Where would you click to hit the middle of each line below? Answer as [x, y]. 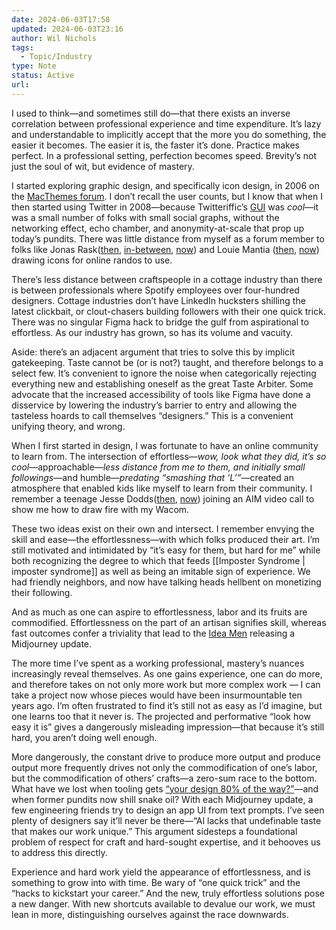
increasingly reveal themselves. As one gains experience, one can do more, [167, 673]
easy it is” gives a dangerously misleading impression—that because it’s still [168, 727]
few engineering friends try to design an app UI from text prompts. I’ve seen [168, 810]
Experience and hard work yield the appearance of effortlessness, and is [161, 872]
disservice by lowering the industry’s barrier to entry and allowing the [154, 405]
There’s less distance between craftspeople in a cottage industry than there [167, 279]
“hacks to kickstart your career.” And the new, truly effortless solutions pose [168, 893]
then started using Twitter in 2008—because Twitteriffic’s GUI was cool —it [165, 207]
